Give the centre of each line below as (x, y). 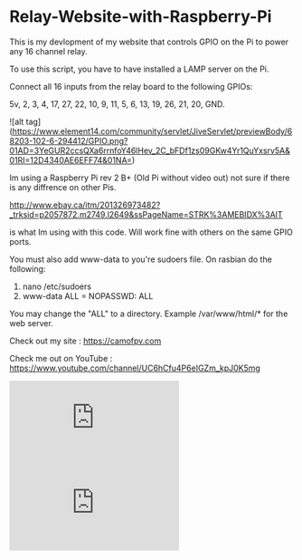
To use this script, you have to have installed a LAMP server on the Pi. (139, 69)
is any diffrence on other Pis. (63, 187)
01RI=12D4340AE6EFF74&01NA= (71, 159)
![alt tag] (25, 121)
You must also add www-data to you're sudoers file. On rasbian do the (141, 259)
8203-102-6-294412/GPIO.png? (69, 140)
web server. (32, 323)
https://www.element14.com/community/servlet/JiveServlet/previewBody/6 (152, 131)
